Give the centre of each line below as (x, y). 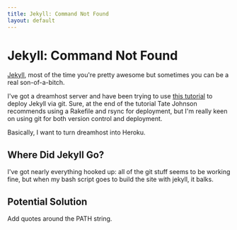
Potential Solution (47, 201)
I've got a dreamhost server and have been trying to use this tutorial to (110, 96)
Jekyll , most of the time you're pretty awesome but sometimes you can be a (118, 75)
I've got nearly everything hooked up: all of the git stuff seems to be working (119, 172)
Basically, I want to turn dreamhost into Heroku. (77, 132)
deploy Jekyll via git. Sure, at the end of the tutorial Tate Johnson (102, 104)
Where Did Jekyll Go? (56, 155)
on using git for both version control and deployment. (85, 119)
